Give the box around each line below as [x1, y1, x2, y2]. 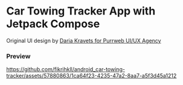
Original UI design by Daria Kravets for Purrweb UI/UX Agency [6, 37, 161, 44]
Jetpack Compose [6, 17, 100, 31]
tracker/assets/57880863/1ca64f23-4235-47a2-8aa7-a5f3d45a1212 [6, 72, 177, 80]
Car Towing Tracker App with [6, 4, 156, 18]
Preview [6, 52, 31, 60]
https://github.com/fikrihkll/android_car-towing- [6, 66, 126, 73]
